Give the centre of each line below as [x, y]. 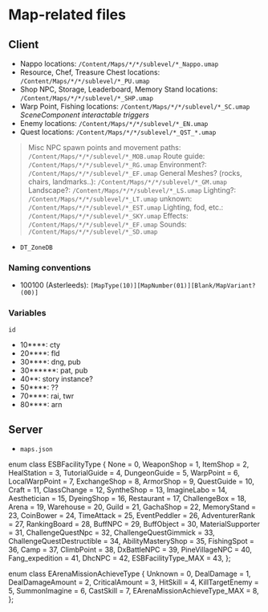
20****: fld [40, 353]
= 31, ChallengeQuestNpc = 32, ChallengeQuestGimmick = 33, [112, 532]
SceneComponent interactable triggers [85, 115]
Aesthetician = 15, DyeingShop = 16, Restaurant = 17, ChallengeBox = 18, [128, 499]
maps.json [37, 450]
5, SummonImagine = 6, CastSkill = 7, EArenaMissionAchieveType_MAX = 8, [134, 591]
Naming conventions [50, 267]
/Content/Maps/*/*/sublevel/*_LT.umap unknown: [110, 199]
